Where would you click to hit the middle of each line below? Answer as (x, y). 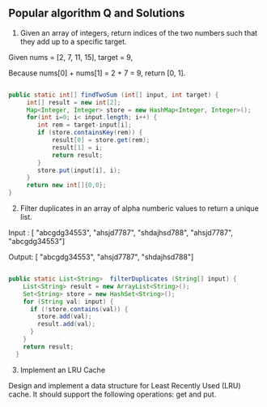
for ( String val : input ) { (68, 302)
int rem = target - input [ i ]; (85, 125)
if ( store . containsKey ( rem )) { (90, 133)
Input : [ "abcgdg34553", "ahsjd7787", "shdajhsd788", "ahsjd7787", (121, 233)
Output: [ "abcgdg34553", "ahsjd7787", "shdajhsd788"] (101, 257)
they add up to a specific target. (73, 41)
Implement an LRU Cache (63, 370)
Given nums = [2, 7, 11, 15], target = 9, (71, 57)
